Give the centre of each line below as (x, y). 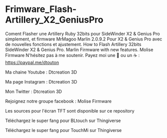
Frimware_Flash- (41, 9)
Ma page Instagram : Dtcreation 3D (41, 81)
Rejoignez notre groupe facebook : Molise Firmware (59, 101)
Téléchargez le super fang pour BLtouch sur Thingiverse (63, 120)
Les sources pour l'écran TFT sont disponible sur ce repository (70, 110)
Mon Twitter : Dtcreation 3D (34, 91)
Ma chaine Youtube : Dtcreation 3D (41, 72)
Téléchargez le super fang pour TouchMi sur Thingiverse (64, 130)
